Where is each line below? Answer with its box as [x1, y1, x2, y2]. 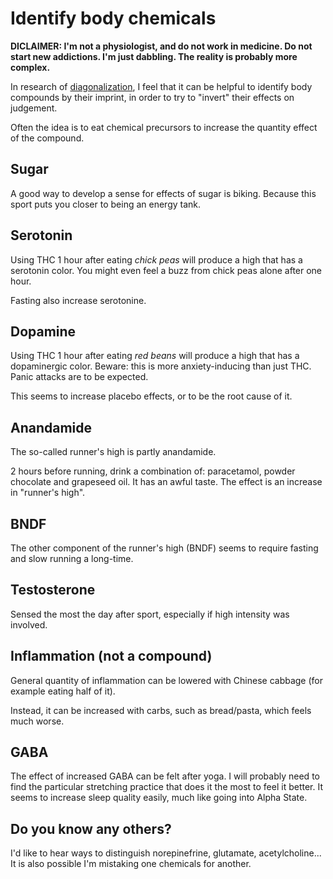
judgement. [10, 102, 58, 114]
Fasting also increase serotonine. [10, 294, 147, 306]
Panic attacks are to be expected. [10, 371, 149, 383]
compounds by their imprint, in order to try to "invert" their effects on [10, 91, 295, 103]
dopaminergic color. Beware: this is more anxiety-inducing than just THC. [10, 360, 312, 372]
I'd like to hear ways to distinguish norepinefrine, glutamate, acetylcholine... [10, 847, 322, 859]
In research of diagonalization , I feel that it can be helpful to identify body [10, 80, 313, 92]
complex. [10, 61, 51, 73]
